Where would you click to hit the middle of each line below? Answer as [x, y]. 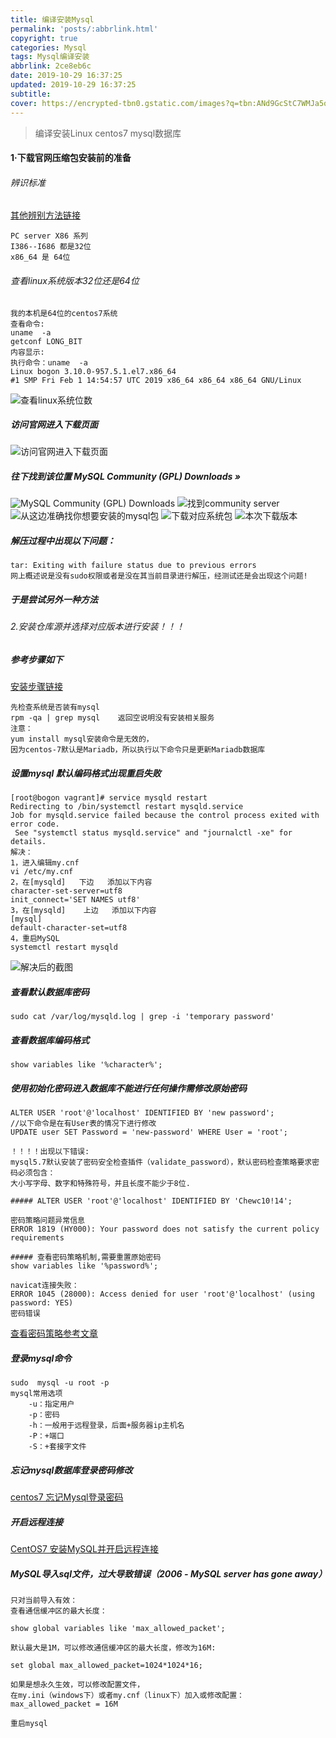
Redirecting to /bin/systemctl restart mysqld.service [127, 807]
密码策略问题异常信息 [47, 1221]
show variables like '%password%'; [84, 1266]
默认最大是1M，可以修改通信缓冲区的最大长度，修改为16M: [113, 1648]
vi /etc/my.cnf [42, 872]
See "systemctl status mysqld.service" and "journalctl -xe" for [153, 833]
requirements [37, 1238]
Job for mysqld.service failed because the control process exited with [165, 816]
